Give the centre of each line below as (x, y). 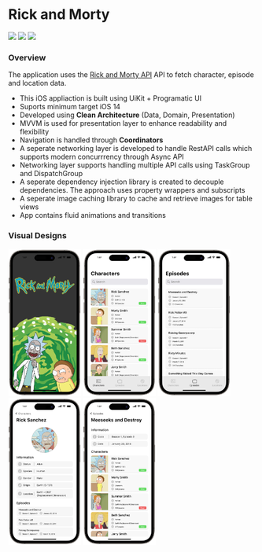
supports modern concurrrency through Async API (102, 157)
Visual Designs (37, 236)
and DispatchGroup (51, 174)
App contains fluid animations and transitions (93, 215)
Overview (27, 57)
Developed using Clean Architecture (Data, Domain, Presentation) (127, 115)
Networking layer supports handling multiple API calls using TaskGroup (135, 165)
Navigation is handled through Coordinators (91, 140)
